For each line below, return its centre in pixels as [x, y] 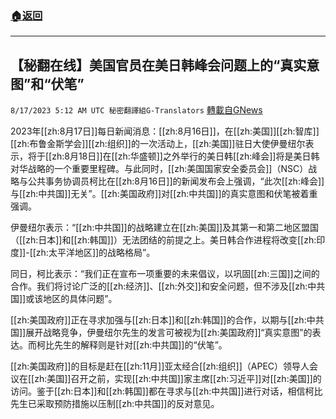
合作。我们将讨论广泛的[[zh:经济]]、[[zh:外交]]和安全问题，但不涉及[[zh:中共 [168, 286]
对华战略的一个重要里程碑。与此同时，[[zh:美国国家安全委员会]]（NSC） [159, 169]
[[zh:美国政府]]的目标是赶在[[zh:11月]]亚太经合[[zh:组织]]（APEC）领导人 [160, 366]
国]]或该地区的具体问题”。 [64, 299]
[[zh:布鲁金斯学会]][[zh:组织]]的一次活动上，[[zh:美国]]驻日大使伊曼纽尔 [158, 144]
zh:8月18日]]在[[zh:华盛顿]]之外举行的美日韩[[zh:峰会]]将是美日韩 [185, 156]
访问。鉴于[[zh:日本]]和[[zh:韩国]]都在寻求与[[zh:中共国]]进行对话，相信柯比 [166, 391]
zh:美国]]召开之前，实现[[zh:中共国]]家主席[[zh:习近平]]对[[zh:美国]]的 [178, 379]
